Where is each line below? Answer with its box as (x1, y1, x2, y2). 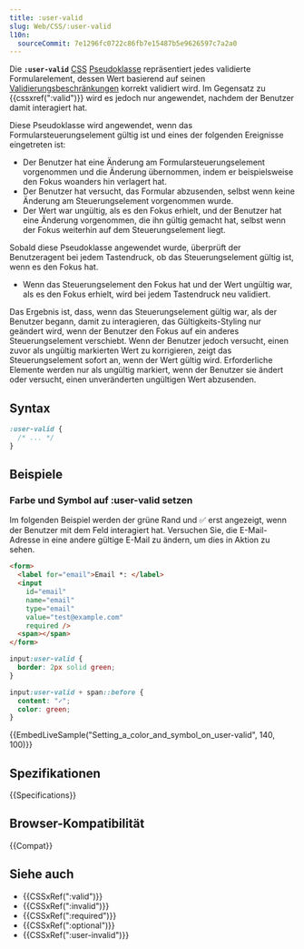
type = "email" (25, 604, 75, 613)
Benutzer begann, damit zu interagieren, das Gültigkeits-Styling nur (9, 316, 261, 328)
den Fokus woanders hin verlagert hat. (22, 177, 168, 187)
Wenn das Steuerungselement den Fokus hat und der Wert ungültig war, (22, 279, 293, 290)
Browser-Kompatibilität (9, 816, 145, 832)
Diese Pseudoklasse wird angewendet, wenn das (9, 120, 193, 131)
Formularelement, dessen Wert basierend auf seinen (9, 74, 206, 85)
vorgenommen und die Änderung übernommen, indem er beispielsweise (22, 167, 294, 177)
